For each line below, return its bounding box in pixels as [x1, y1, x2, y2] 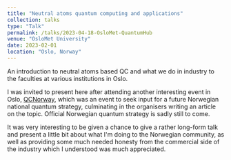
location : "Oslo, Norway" [7, 49, 81, 56]
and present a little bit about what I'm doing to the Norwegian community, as [7, 130, 225, 138]
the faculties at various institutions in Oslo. [7, 74, 128, 82]
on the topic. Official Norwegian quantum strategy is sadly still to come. [7, 109, 210, 117]
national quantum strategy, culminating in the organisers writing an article [7, 102, 216, 111]
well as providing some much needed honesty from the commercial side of [7, 137, 220, 146]
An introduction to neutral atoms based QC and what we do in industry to [7, 67, 215, 76]
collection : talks [7, 16, 60, 23]
